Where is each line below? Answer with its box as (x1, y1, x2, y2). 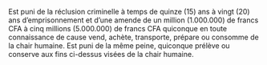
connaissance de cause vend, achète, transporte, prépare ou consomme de (8, 32, 259, 42)
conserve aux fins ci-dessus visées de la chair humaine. (8, 50, 194, 59)
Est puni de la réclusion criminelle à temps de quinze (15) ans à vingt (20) (8, 7, 250, 16)
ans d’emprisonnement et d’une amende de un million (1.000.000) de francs (8, 15, 259, 25)
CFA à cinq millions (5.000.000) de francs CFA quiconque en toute (8, 24, 228, 33)
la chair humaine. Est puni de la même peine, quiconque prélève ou (8, 41, 230, 51)
